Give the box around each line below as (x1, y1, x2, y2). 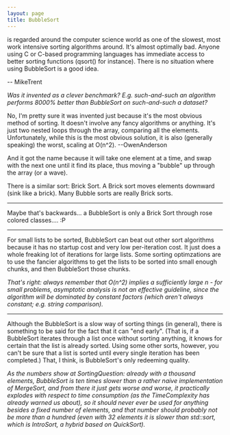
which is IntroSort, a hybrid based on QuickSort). (7, 420, 146, 428)
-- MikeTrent (7, 77, 42, 86)
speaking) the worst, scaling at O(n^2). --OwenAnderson (7, 140, 168, 149)
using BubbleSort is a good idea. (7, 64, 99, 73)
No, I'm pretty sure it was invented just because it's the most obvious (7, 111, 203, 120)
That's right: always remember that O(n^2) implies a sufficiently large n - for (7, 278, 223, 286)
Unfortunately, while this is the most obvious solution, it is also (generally (7, 133, 213, 141)
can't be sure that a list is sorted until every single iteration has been (7, 349, 200, 357)
